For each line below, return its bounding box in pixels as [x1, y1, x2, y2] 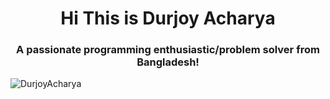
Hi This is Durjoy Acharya [60, 7, 276, 30]
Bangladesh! [136, 55, 200, 69]
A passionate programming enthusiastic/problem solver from [16, 43, 320, 57]
